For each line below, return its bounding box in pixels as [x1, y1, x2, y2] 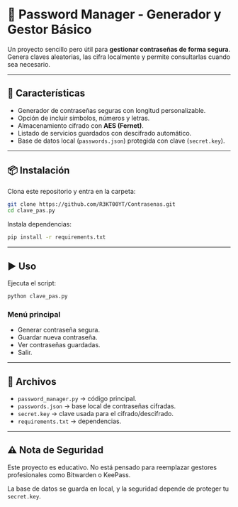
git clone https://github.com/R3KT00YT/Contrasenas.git [7, 200, 176, 208]
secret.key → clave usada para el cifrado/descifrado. [17, 409, 174, 418]
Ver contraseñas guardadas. [17, 341, 101, 349]
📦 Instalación [7, 165, 70, 177]
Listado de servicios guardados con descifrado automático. [17, 129, 192, 137]
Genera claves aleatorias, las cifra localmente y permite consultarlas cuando [7, 53, 231, 61]
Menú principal [7, 309, 61, 319]
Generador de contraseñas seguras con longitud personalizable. [17, 106, 206, 114]
